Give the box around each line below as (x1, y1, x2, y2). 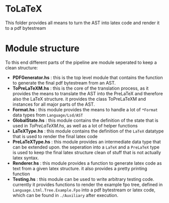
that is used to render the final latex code (12, 133, 98, 139)
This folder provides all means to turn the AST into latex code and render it (5, 20, 160, 26)
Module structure (5, 43, 79, 54)
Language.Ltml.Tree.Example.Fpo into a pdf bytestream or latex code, (12, 187, 156, 193)
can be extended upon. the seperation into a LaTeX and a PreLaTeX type (12, 144, 160, 150)
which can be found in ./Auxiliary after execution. (12, 192, 119, 198)
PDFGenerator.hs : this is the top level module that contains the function (12, 74, 163, 81)
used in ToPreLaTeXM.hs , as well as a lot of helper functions (12, 122, 138, 128)
